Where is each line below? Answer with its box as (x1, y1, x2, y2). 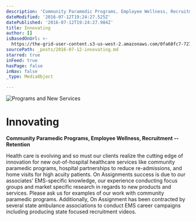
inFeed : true (6, 57, 38, 63)
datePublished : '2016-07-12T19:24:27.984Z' (6, 19, 114, 25)
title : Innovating (6, 25, 51, 31)
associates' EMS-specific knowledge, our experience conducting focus (6, 177, 178, 184)
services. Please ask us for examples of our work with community (6, 189, 164, 196)
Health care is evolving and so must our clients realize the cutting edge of (6, 153, 184, 160)
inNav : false (6, 68, 38, 74)
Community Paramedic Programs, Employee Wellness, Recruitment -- (6, 135, 179, 142)
